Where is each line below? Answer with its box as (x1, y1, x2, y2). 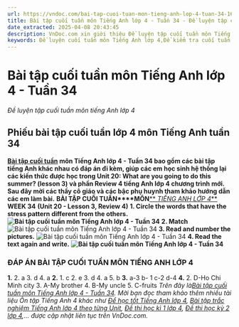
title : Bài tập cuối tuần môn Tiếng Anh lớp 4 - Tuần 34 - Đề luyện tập (7, 17, 228, 24)
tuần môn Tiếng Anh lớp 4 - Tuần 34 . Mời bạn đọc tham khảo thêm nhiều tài (7, 289, 232, 297)
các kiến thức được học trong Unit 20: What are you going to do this (7, 171, 211, 180)
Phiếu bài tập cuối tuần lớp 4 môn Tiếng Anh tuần (7, 127, 230, 139)
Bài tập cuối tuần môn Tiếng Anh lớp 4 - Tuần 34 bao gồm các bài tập (7, 156, 216, 165)
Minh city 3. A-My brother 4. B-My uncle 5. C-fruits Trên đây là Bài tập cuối (7, 282, 228, 290)
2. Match (161, 217, 188, 225)
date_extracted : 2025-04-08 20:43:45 (7, 23, 119, 31)
